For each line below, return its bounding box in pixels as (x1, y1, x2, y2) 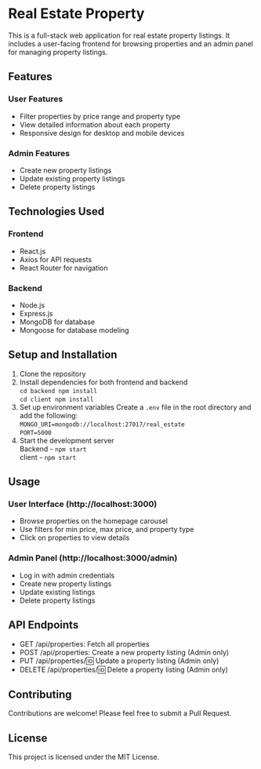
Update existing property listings (19, 173, 125, 183)
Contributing (8, 687, 72, 701)
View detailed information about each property (19, 119, 171, 129)
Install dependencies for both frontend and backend (19, 377, 188, 387)
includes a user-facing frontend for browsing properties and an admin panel (8, 38, 253, 48)
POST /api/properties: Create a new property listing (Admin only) (19, 647, 230, 657)
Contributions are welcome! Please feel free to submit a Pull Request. (8, 709, 232, 718)
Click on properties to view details (19, 533, 130, 542)
